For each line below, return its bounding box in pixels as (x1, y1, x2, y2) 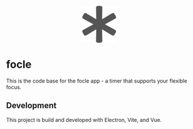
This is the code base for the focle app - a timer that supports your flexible (6, 77, 188, 84)
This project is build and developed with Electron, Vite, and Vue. (6, 116, 162, 123)
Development (6, 101, 57, 111)
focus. (6, 83, 22, 91)
